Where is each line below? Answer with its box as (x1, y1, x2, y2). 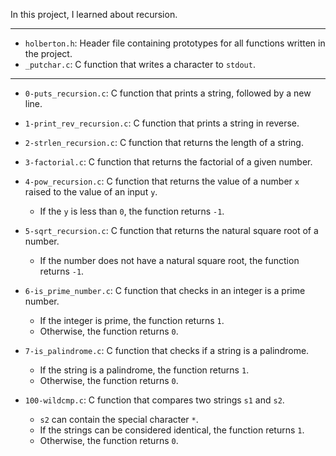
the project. (24, 48, 73, 59)
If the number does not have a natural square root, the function (39, 255, 300, 266)
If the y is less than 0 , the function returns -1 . (39, 205, 225, 217)
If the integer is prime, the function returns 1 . (39, 315, 225, 326)
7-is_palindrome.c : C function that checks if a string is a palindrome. (24, 345, 310, 356)
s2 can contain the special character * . (39, 414, 199, 425)
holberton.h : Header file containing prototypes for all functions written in (24, 37, 326, 49)
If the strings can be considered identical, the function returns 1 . (39, 424, 305, 436)
